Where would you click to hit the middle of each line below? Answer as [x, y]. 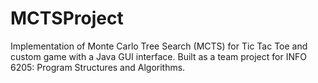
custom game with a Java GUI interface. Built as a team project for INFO [158, 56]
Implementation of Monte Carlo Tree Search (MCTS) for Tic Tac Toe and [159, 46]
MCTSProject [67, 18]
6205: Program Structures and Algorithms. [98, 67]
